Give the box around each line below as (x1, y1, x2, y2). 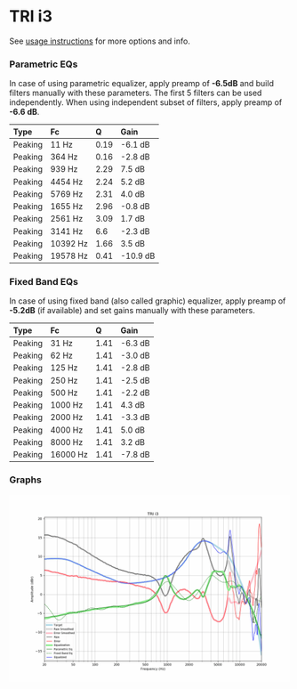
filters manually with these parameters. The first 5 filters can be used (9, 87, 262, 99)
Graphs (9, 474, 42, 486)
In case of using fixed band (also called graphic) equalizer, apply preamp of (9, 296, 286, 306)
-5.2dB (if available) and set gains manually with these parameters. (9, 305, 255, 316)
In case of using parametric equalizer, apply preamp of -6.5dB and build (9, 78, 274, 89)
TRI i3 (9, 6, 53, 27)
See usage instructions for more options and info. (9, 36, 191, 46)
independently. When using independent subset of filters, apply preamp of (9, 97, 283, 108)
